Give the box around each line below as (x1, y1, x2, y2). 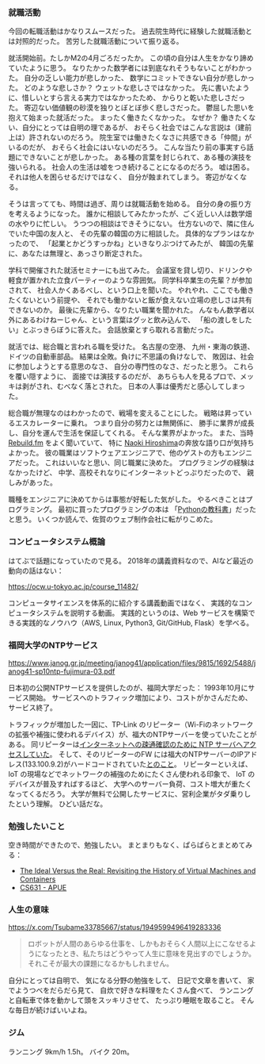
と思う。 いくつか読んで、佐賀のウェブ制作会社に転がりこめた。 (8, 514, 218, 524)
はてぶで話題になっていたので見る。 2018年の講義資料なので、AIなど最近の (8, 555, 254, 565)
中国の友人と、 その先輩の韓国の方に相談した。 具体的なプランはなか (28, 229, 255, 239)
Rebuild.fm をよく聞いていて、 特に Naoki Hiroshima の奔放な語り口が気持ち (8, 438, 255, 447)
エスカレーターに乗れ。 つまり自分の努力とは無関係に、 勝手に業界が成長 (14, 418, 255, 428)
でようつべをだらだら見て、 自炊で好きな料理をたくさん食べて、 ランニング (8, 985, 254, 995)
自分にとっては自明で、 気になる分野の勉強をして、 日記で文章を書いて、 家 (8, 976, 255, 985)
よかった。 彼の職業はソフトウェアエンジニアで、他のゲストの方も (8, 448, 225, 458)
